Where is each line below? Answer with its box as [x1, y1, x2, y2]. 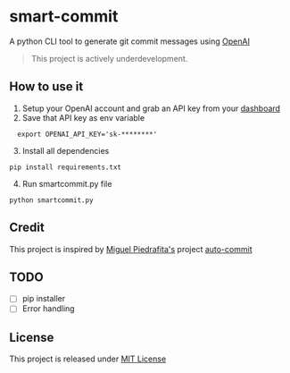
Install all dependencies [21, 145, 110, 156]
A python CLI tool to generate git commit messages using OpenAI [9, 36, 250, 47]
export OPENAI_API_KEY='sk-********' [17, 130, 158, 139]
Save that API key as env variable [21, 112, 145, 123]
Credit [9, 220, 45, 235]
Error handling [21, 303, 75, 314]
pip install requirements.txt [9, 163, 122, 172]
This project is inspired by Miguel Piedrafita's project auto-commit [9, 243, 253, 254]
